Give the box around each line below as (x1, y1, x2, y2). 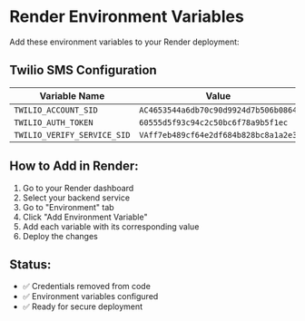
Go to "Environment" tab (22, 201, 115, 212)
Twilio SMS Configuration (9, 63, 157, 78)
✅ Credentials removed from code (22, 281, 152, 292)
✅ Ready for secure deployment (22, 301, 143, 312)
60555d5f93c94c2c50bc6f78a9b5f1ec (139, 117, 289, 128)
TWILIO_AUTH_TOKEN (14, 117, 93, 128)
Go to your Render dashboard (22, 182, 134, 193)
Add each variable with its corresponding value (22, 220, 200, 232)
